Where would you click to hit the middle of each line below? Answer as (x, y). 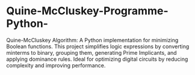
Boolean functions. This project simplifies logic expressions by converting (98, 46)
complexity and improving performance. (56, 65)
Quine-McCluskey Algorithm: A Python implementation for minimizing (92, 40)
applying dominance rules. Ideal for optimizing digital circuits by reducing (97, 59)
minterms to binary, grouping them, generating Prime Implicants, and (91, 52)
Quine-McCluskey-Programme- (87, 11)
